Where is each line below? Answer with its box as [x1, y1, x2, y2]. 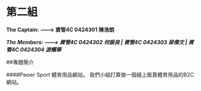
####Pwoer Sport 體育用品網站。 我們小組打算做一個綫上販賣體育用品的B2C [6, 71, 194, 78]
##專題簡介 [6, 58, 34, 66]
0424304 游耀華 [20, 45, 61, 53]
